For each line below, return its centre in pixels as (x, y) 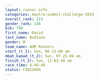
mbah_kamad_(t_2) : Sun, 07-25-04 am (43, 56)
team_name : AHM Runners (30, 47)
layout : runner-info (26, 10)
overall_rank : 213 (24, 19)
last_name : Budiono (25, 38)
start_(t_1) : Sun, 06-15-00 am (37, 51)
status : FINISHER (23, 70)
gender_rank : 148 (23, 24)
